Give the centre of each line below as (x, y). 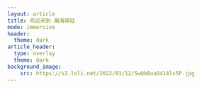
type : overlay (34, 54)
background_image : (34, 67)
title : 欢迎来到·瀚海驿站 (41, 21)
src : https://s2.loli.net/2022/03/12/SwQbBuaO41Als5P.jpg (107, 73)
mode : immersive (31, 27)
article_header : (31, 47)
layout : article (31, 14)
